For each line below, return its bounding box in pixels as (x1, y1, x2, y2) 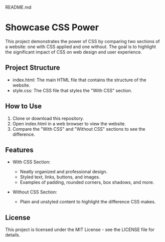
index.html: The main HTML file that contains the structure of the (12, 77, 146, 83)
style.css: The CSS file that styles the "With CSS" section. (12, 87, 132, 93)
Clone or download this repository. (12, 115, 84, 121)
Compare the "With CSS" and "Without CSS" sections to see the (12, 126, 145, 132)
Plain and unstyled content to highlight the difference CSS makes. (20, 199, 156, 205)
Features (5, 145, 34, 154)
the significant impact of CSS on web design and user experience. (5, 49, 142, 55)
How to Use (5, 102, 42, 111)
